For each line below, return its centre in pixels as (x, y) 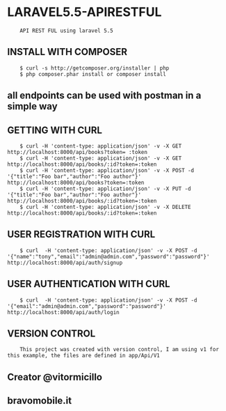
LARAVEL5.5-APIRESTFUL (84, 12)
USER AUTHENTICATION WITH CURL (89, 284)
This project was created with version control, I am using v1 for (119, 350)
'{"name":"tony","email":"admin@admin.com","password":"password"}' (108, 256)
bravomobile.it (39, 401)
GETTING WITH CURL (55, 130)
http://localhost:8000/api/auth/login (63, 312)
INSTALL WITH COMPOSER (67, 52)
